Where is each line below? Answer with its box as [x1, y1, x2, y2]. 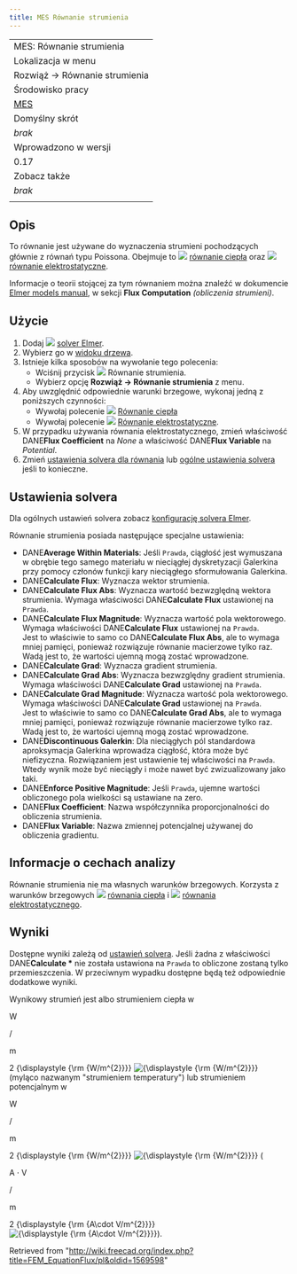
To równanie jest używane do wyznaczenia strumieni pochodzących [9, 241, 259, 252]
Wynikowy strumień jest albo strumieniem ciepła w [9, 994, 195, 1004]
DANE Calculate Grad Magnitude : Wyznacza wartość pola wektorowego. [21, 689, 289, 700]
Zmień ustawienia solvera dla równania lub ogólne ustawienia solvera [21, 454, 276, 465]
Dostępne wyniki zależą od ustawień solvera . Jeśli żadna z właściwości [9, 948, 270, 958]
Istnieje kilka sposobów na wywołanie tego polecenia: [21, 356, 219, 368]
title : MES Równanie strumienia [9, 12, 129, 22]
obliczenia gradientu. [21, 830, 99, 840]
